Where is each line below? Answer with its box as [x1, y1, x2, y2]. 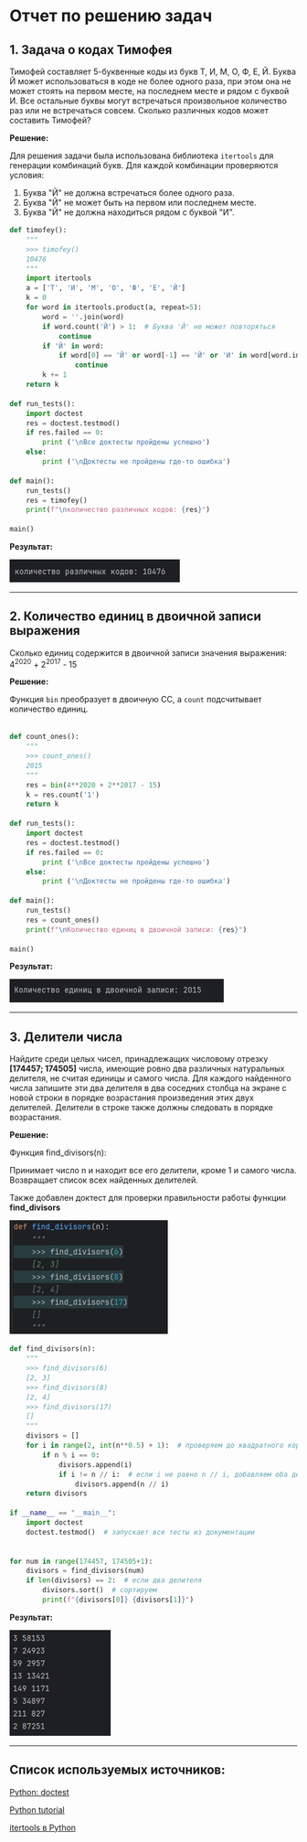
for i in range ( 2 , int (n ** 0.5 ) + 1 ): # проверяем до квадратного [26, 1441, 284, 1451]
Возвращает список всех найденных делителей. [9, 1174, 199, 1185]
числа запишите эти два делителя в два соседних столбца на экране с [9, 1083, 288, 1094]
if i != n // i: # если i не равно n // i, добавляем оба [58, 1470, 288, 1479]
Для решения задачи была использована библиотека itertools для [9, 150, 274, 161]
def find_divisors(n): [9, 1344, 96, 1354]
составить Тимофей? [9, 115, 91, 125]
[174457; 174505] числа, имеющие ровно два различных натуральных [9, 1063, 285, 1075]
